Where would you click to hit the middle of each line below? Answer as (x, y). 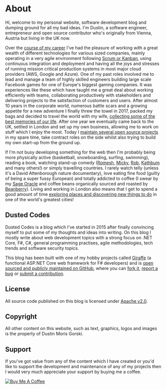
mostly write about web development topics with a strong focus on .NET (79, 237)
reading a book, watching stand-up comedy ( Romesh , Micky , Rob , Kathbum (83, 163)
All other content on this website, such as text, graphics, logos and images (81, 329)
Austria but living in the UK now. (38, 38)
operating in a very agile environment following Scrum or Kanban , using (78, 58)
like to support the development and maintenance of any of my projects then (83, 367)
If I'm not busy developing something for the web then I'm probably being (80, 152)
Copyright (21, 316)
